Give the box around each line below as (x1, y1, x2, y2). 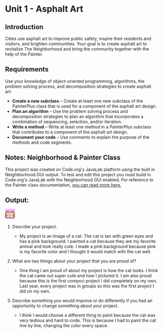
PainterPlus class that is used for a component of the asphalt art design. (12, 103, 157, 109)
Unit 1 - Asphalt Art (5, 3, 84, 15)
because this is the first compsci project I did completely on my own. (19, 278, 158, 284)
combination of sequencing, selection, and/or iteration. (12, 118, 123, 125)
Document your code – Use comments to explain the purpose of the (12, 134, 150, 140)
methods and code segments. (12, 139, 72, 145)
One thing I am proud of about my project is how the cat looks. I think (19, 268, 158, 274)
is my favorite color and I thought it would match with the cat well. (19, 249, 152, 255)
